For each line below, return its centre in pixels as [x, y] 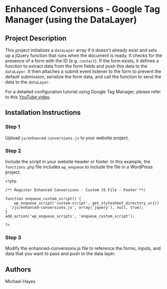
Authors [18, 269]
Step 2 [13, 151]
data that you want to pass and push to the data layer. [60, 254]
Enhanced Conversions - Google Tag [83, 9]
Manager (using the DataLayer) [71, 20]
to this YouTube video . [28, 97]
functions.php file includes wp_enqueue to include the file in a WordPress [79, 167]
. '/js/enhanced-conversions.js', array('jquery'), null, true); [74, 207]
